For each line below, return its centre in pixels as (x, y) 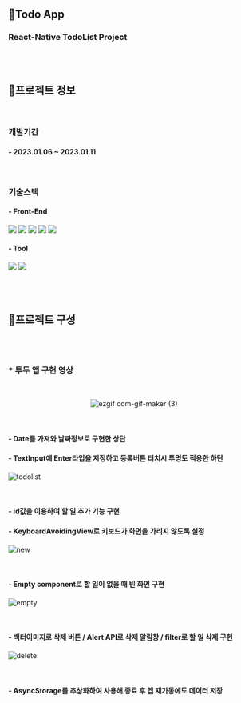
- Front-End (28, 211)
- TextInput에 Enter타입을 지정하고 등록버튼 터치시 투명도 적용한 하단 (116, 458)
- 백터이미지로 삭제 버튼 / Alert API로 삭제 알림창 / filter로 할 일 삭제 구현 (120, 637)
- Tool (18, 249)
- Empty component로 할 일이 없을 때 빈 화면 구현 (87, 585)
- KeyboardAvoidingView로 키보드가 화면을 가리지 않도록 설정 (107, 531)
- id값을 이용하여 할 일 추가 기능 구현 (64, 511)
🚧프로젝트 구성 (42, 320)
